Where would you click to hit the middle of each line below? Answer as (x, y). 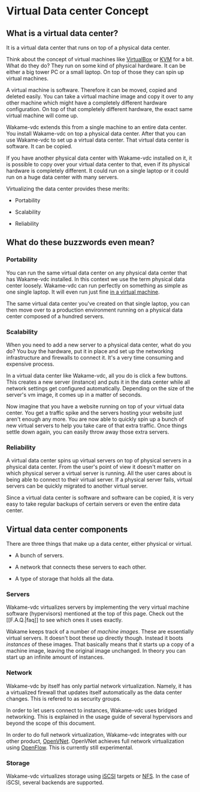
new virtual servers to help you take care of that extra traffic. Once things (97, 425)
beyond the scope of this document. (51, 723)
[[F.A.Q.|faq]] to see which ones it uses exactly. (65, 620)
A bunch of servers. (39, 555)
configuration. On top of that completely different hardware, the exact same (99, 109)
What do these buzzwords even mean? (80, 242)
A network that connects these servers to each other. (81, 567)
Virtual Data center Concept (78, 11)
